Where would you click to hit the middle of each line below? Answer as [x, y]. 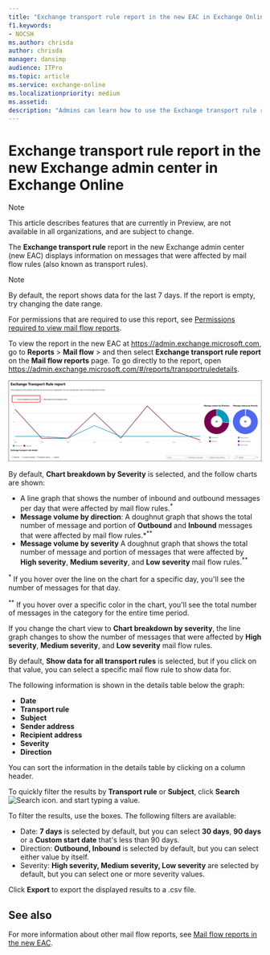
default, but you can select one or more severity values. [112, 874]
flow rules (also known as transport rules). [78, 264]
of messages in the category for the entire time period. [99, 613]
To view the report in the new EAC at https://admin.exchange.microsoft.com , [135, 344]
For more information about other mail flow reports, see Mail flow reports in [133, 935]
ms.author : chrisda [41, 43]
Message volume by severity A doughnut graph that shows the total [134, 543]
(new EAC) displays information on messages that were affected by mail [127, 256]
